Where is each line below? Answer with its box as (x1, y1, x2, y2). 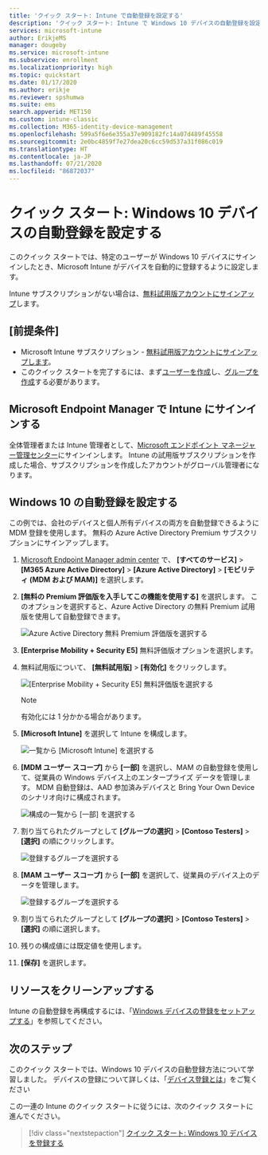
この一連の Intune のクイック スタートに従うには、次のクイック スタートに (9, 1102, 254, 1110)
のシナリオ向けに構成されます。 (20, 792, 126, 802)
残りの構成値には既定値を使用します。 (20, 941, 146, 951)
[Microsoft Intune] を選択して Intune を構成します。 (20, 729, 192, 738)
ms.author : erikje (9, 85, 70, 94)
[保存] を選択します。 (20, 958, 91, 968)
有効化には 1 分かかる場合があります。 (20, 712, 146, 721)
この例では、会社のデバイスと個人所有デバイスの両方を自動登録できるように (9, 518, 259, 528)
